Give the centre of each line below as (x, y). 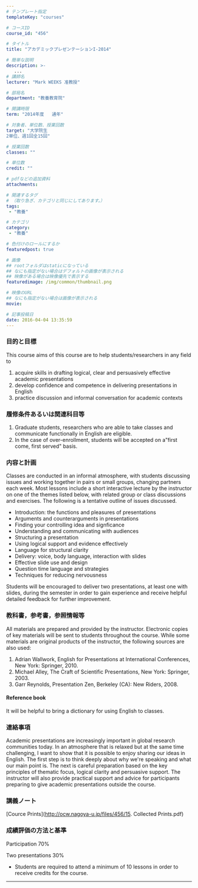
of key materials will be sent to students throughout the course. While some (98, 635)
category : (18, 228)
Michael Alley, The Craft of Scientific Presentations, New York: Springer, (102, 672)
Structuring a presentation (46, 538)
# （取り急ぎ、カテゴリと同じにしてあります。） (55, 201)
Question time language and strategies (62, 569)
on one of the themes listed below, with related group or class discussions (96, 495)
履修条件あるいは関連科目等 (45, 414)
